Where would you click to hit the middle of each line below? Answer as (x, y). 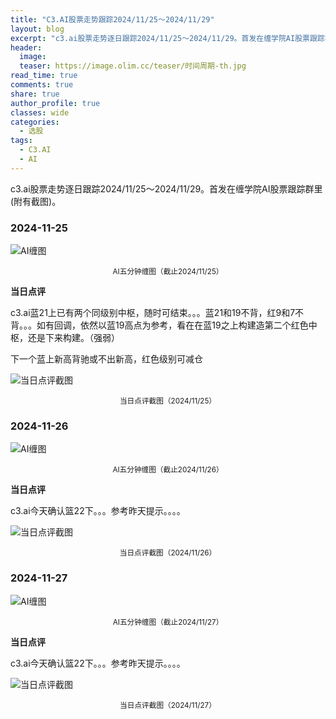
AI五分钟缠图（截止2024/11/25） (168, 272)
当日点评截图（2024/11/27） (168, 705)
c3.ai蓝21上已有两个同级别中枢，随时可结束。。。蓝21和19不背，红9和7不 (157, 313)
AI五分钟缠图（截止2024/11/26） (168, 470)
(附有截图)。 (36, 201)
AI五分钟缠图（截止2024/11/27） (168, 622)
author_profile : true (55, 103)
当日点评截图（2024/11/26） (168, 553)
